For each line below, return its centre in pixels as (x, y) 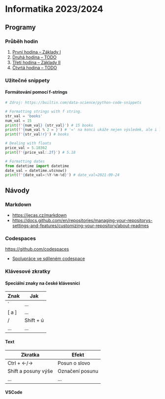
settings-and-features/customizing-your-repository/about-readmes (80, 226)
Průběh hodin (22, 41)
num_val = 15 (18, 121)
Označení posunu (78, 371)
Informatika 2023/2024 (54, 9)
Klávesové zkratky (28, 271)
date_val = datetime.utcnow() (36, 170)
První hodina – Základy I (37, 52)
